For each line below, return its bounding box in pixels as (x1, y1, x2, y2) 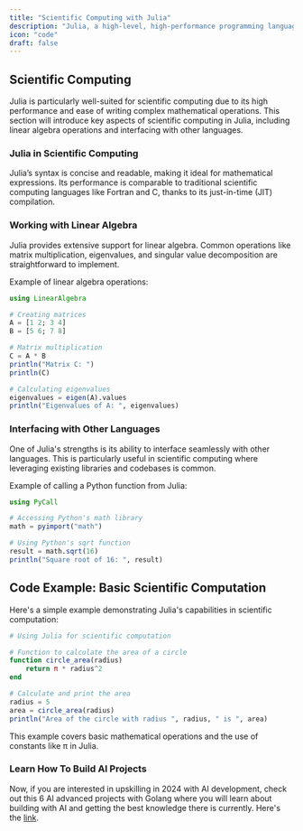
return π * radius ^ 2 (25, 665, 103, 674)
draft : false (9, 38, 59, 48)
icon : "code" (9, 30, 59, 39)
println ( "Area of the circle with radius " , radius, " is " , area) (9, 714, 269, 724)
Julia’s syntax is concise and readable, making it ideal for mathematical (9, 168, 273, 179)
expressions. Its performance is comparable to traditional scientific (9, 177, 258, 188)
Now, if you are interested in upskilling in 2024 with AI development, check (9, 783, 287, 794)
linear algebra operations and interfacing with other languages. (9, 125, 243, 135)
